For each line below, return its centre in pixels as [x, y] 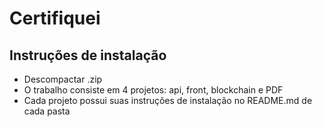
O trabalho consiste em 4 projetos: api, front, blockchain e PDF [153, 90]
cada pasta [47, 111]
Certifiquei [55, 18]
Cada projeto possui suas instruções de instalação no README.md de [168, 100]
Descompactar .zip [63, 79]
